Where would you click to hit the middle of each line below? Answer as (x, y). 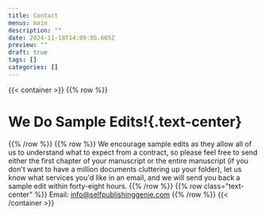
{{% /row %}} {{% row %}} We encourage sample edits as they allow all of (130, 144)
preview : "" (28, 45)
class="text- (224, 186)
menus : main (28, 23)
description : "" (35, 30)
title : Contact (33, 15)
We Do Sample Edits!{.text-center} (125, 122)
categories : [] (33, 67)
